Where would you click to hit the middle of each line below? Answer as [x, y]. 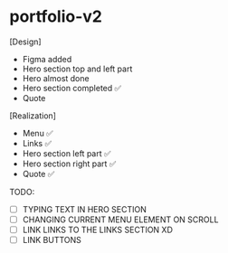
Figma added [47, 59]
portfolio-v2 [56, 17]
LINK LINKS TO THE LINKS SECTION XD [98, 230]
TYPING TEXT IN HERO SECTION [85, 209]
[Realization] [33, 116]
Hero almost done [56, 78]
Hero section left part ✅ [66, 153]
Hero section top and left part [77, 69]
